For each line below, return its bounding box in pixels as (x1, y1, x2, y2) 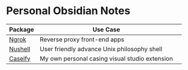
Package (9, 25, 34, 34)
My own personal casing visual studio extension (40, 54, 173, 62)
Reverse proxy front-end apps (40, 35, 125, 44)
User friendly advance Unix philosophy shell (40, 45, 163, 53)
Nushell (9, 45, 31, 53)
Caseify (9, 54, 31, 62)
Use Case (92, 25, 121, 34)
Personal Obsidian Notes (6, 4, 131, 18)
